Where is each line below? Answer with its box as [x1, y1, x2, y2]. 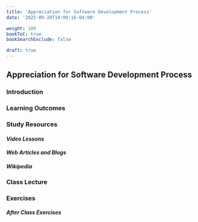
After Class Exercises [6, 209, 61, 216]
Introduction [6, 88, 43, 97]
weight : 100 [6, 25, 36, 31]
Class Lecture [6, 177, 48, 186]
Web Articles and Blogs [6, 149, 67, 156]
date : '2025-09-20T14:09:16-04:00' [6, 14, 96, 21]
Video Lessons [6, 135, 45, 142]
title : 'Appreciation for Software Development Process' [6, 8, 152, 15]
